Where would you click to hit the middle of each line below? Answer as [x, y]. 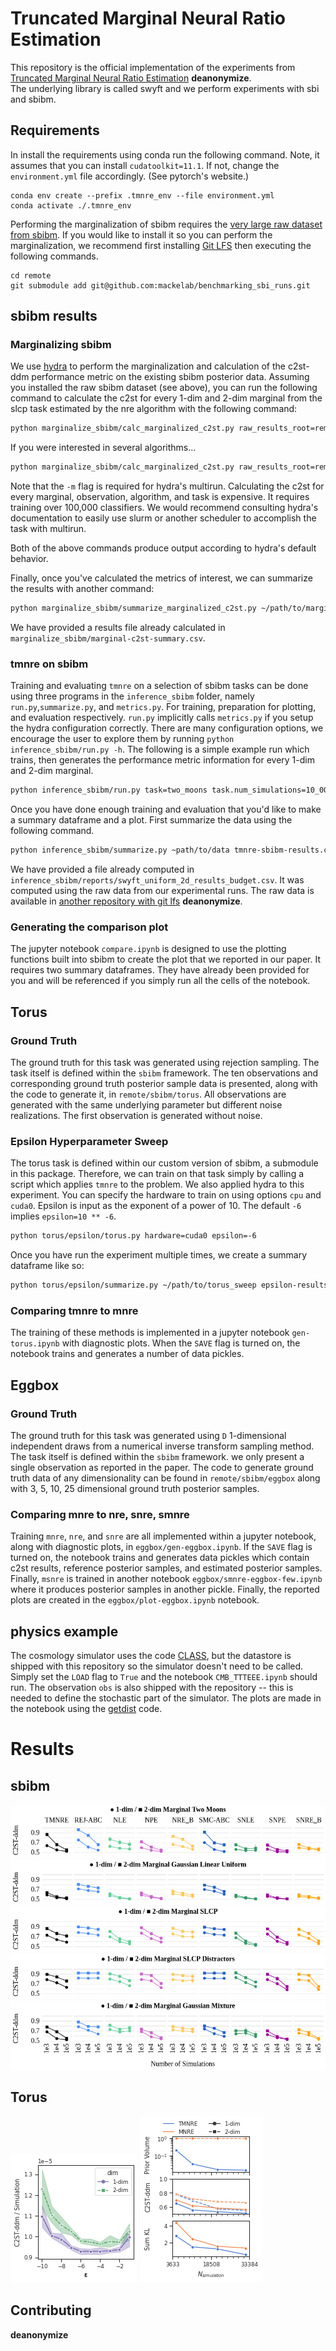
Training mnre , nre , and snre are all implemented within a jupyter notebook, [163, 1536]
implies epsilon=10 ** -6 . [63, 1216]
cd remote [31, 275]
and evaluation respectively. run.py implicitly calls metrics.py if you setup [162, 718]
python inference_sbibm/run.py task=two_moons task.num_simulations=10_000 [171, 790]
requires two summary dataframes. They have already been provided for [160, 970]
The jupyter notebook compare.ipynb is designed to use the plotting [148, 949]
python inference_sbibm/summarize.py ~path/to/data [120, 850]
